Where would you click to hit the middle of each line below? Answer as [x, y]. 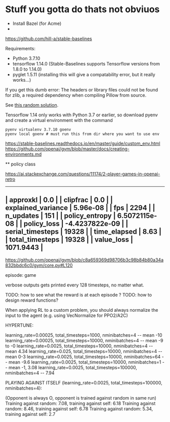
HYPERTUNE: [19, 325]
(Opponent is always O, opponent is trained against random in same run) [81, 398]
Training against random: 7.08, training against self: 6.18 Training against [80, 403]
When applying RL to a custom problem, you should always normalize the [82, 310]
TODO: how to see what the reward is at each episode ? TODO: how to [79, 295]
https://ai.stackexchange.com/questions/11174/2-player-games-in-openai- [83, 174]
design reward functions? [32, 300]
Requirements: [20, 48]
